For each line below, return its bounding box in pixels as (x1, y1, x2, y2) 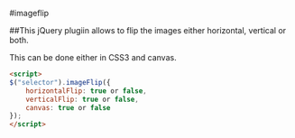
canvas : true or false (25, 103, 111, 112)
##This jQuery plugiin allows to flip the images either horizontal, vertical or (9, 25, 287, 35)
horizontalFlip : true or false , (25, 86, 147, 96)
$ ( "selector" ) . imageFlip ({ (9, 78, 111, 87)
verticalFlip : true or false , (25, 95, 140, 104)
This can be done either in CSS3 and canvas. (9, 52, 178, 62)
